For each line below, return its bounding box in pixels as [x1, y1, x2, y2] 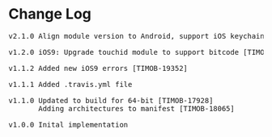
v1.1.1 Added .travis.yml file [8, 80, 133, 89]
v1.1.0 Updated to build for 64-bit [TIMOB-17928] [8, 96, 214, 105]
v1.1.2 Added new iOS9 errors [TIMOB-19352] [8, 64, 189, 73]
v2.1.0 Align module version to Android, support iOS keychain [8, 31, 265, 40]
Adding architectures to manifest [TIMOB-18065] [38, 104, 235, 113]
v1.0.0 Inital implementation [8, 120, 129, 129]
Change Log [8, 5, 91, 23]
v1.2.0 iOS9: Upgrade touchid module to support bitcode [8, 48, 240, 56]
